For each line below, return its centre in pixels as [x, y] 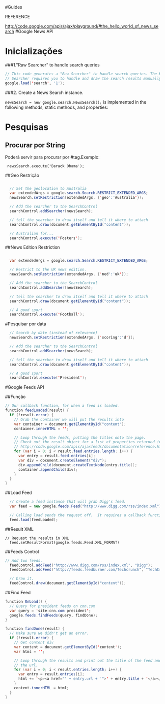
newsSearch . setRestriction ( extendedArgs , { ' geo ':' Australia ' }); [77, 198]
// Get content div [34, 643]
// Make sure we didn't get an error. [49, 633]
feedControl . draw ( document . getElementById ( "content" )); [68, 583]
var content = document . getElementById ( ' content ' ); [68, 647]
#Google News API [34, 31]
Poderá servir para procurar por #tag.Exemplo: [52, 157]
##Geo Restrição [22, 175]
